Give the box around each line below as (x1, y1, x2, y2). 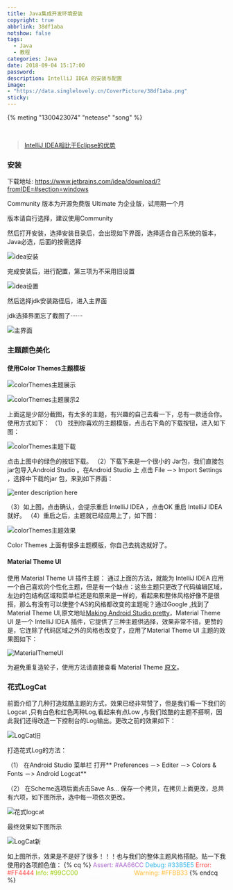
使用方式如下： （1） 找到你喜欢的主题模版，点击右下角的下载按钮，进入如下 (7, 419, 226, 428)
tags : (7, 36, 23, 43)
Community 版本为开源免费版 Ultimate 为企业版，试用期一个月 (7, 200, 185, 208)
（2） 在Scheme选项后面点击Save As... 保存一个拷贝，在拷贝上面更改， (7, 784, 212, 793)
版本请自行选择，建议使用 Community (7, 214, 113, 222)
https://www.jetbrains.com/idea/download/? (34, 177, 161, 186)
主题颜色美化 (7, 346, 51, 355)
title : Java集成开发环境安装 (7, 10, 83, 17)
